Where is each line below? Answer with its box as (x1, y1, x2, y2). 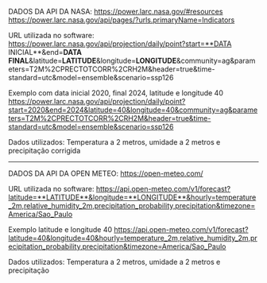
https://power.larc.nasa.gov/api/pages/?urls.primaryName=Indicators (8, 15, 235, 25)
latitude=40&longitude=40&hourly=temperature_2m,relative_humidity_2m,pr (8, 234, 258, 242)
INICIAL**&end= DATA (8, 48, 82, 56)
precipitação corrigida (8, 146, 81, 155)
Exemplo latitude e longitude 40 (8, 225, 113, 234)
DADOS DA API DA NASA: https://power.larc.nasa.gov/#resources (8, 7, 223, 16)
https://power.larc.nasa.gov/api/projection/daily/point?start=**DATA (8, 39, 232, 48)
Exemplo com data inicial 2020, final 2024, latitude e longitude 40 (8, 88, 224, 98)
